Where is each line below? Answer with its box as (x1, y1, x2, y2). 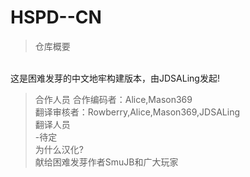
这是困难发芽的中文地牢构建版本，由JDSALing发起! (10, 72, 220, 84)
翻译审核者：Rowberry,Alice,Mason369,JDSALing (34, 106, 240, 118)
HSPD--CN (10, 6, 102, 29)
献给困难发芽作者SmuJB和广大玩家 (34, 156, 179, 168)
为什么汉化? (34, 143, 84, 155)
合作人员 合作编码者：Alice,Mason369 (34, 93, 193, 105)
